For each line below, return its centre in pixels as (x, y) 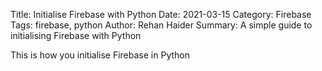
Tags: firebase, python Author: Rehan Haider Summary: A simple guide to (161, 25)
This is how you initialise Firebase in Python (100, 55)
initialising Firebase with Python (76, 35)
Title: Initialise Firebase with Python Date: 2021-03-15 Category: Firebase (161, 14)
